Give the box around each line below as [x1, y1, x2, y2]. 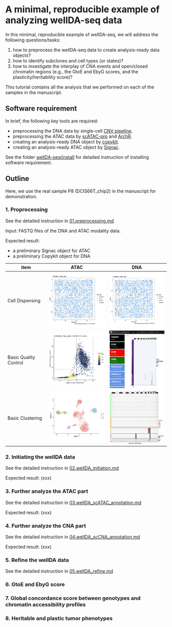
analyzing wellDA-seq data [5, 14, 122, 26]
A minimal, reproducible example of [5, 4, 160, 15]
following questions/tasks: [5, 37, 61, 43]
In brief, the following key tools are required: [5, 118, 98, 124]
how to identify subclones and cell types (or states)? [12, 57, 124, 64]
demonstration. [5, 193, 37, 199]
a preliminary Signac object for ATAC [12, 247, 91, 254]
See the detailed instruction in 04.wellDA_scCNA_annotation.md [5, 534, 140, 540]
